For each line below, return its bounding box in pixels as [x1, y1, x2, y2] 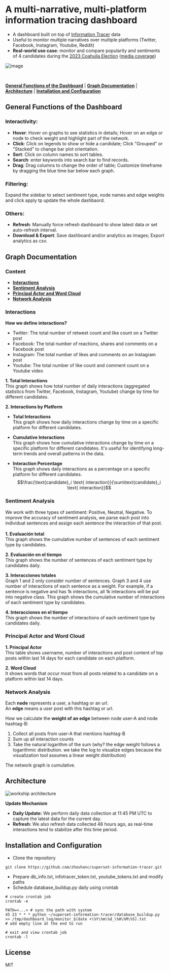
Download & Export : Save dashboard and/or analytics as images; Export [12, 232, 164, 239]
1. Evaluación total [5, 531, 45, 537]
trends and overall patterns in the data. [23, 451, 105, 457]
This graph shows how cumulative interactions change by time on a [12, 440, 154, 446]
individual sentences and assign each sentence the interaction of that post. [5, 520, 162, 526]
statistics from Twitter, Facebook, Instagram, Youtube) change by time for [5, 388, 159, 395]
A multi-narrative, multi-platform [5, 4, 147, 15]
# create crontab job [5, 894, 51, 899]
